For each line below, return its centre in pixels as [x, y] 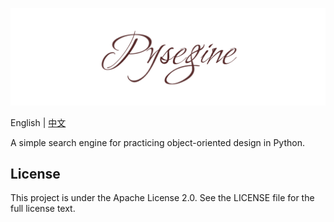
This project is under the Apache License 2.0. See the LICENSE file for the [162, 198]
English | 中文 [38, 122]
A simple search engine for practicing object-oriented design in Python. [158, 142]
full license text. [43, 209]
